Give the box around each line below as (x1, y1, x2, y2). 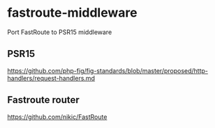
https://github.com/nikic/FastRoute (7, 113, 107, 121)
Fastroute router (7, 94, 80, 106)
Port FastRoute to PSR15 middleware (7, 28, 112, 36)
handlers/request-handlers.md (7, 74, 96, 82)
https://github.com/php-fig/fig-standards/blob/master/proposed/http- (7, 66, 208, 74)
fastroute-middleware (7, 5, 138, 21)
